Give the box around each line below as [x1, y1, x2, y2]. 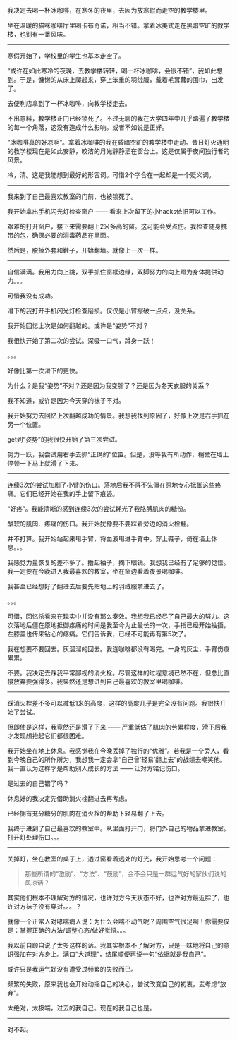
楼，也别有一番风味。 [7, 30, 69, 38]
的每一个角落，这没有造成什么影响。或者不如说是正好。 [7, 123, 168, 131]
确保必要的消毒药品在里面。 [31, 231, 113, 239]
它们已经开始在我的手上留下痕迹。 [19, 490, 119, 497]
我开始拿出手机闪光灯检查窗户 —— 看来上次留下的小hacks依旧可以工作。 [7, 207, 220, 215]
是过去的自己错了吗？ [7, 779, 69, 787]
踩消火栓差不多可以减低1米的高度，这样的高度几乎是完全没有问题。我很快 [7, 699, 220, 707]
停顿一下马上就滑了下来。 [7, 459, 82, 467]
